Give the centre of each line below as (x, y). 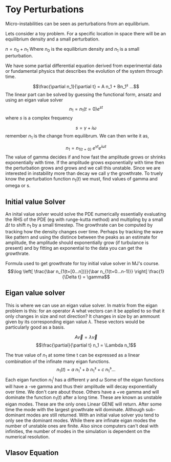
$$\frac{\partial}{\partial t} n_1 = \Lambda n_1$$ (86, 345)
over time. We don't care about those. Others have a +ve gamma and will (82, 392)
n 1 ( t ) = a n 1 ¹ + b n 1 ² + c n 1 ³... (86, 370)
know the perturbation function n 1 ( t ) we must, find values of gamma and (81, 179)
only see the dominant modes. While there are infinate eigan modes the (81, 420)
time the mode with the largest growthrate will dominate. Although (75, 409)
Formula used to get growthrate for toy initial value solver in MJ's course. (82, 263)
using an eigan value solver (34, 100)
